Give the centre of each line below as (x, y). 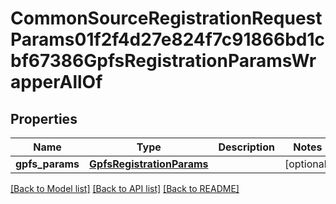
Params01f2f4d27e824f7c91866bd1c (167, 39)
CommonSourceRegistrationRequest (166, 18)
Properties (44, 118)
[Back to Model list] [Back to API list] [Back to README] (125, 188)
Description (246, 147)
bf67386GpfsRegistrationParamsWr (163, 61)
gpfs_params (47, 164)
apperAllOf (56, 82)
